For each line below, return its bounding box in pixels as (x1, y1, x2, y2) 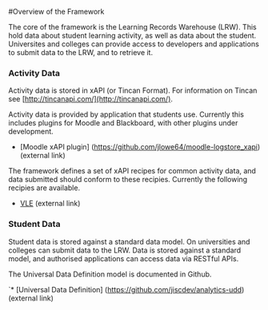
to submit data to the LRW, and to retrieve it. (8, 48, 154, 57)
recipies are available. (8, 183, 81, 193)
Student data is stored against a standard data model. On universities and (8, 236, 250, 246)
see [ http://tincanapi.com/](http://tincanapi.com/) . (8, 94, 174, 104)
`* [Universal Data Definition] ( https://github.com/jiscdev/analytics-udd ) (8, 284, 245, 294)
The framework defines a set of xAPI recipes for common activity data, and (8, 166, 256, 176)
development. (8, 127, 54, 137)
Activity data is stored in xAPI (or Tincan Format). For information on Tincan (8, 85, 258, 95)
